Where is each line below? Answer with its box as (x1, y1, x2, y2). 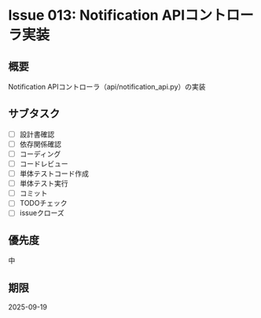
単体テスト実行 (19, 179, 68, 188)
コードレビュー (19, 159, 68, 168)
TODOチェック (19, 199, 68, 208)
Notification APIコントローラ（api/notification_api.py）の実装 (8, 82, 206, 91)
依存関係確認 (19, 139, 61, 148)
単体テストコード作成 (19, 169, 89, 178)
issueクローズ (19, 208, 64, 217)
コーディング (19, 149, 61, 159)
